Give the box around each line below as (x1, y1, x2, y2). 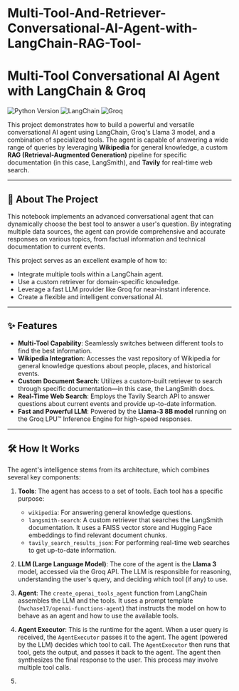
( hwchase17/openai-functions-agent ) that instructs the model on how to (17, 603, 227, 612)
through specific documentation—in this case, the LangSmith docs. (17, 384, 216, 393)
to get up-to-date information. (28, 546, 117, 554)
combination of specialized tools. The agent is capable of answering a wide (7, 135, 229, 144)
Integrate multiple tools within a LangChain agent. (17, 269, 164, 279)
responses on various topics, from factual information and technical (7, 234, 206, 243)
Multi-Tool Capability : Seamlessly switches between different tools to (17, 338, 224, 347)
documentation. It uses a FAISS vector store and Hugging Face (28, 523, 213, 531)
